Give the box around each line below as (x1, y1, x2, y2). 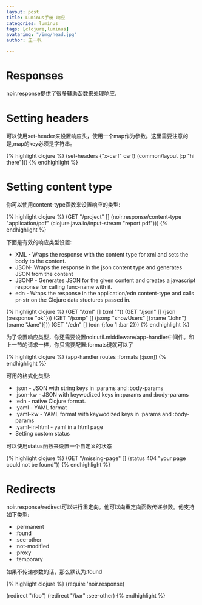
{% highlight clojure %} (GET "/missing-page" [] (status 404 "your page (6, 455, 186, 462)
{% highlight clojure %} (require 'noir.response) (6, 580, 125, 587)
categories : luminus (6, 20, 59, 26)
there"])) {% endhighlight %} (6, 158, 78, 166)
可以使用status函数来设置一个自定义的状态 (6, 442, 112, 450)
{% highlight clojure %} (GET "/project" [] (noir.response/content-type (6, 213, 182, 220)
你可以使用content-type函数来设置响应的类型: (6, 200, 120, 208)
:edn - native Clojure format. (15, 397, 86, 405)
